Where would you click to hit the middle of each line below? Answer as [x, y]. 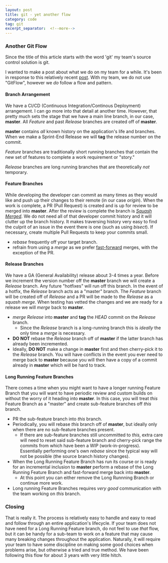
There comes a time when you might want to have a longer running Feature [83, 388]
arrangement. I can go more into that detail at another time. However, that [81, 111]
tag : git [14, 24]
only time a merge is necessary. [53, 333]
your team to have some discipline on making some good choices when [79, 544]
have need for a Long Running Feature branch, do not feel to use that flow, [82, 528]
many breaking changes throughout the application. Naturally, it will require [83, 539]
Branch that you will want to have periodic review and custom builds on [79, 393]
